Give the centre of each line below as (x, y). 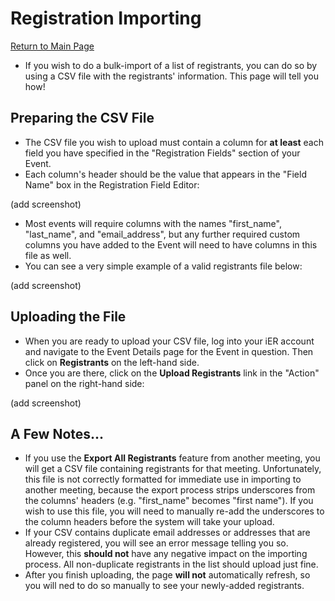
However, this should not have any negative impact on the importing (166, 554)
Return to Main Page (52, 46)
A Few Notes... (57, 433)
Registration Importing (106, 18)
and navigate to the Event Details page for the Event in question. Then (169, 351)
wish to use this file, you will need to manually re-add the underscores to (174, 511)
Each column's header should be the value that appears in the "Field (165, 174)
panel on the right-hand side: (84, 383)
